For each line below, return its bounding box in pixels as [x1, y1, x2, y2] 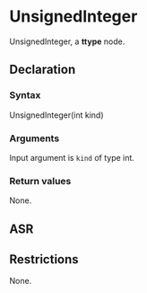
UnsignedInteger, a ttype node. [9, 36, 125, 47]
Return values [9, 174, 72, 187]
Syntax [9, 89, 41, 102]
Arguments [9, 132, 60, 145]
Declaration [9, 62, 76, 77]
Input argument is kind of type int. [9, 152, 134, 163]
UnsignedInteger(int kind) [9, 110, 105, 120]
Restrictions [9, 252, 79, 267]
